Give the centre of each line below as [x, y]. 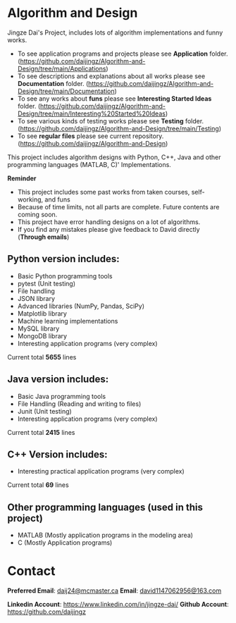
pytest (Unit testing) [46, 283]
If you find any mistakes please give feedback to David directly [108, 229]
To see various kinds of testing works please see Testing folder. [111, 121]
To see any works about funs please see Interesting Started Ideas [114, 98]
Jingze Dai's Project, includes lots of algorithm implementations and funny [115, 32]
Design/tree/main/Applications [62, 68]
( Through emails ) [43, 237]
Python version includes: [63, 259]
